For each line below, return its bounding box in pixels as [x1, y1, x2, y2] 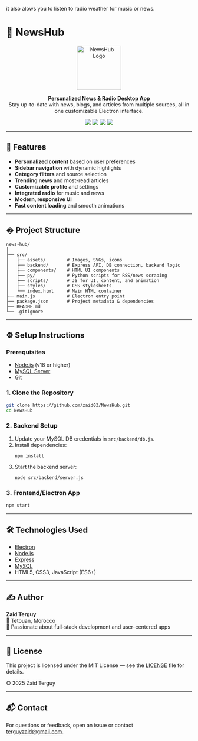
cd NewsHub [6, 407, 33, 413]
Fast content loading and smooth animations [14, 202, 125, 209]
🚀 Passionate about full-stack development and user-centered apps [6, 623, 171, 630]
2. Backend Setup [6, 422, 58, 430]
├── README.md [6, 303, 41, 309]
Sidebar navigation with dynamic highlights [14, 164, 121, 171]
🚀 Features [6, 142, 47, 153]
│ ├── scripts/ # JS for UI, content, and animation [6, 277, 160, 283]
